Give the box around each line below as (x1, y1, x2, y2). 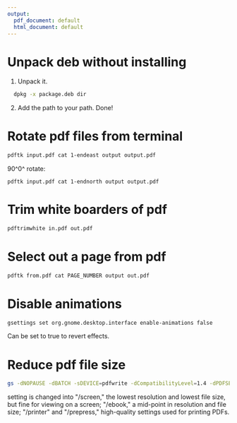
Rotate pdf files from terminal (7, 129, 183, 145)
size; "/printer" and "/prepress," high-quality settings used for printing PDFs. (7, 407, 230, 417)
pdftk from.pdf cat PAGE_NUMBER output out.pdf (7, 272, 150, 279)
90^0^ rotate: (7, 165, 46, 173)
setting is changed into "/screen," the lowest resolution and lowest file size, (7, 393, 226, 401)
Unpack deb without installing (7, 54, 187, 70)
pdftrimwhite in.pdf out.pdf (7, 225, 93, 232)
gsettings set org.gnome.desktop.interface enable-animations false (7, 319, 213, 326)
